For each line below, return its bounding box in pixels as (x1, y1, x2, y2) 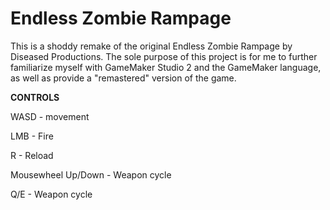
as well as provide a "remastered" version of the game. (10, 72, 237, 84)
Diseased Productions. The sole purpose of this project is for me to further (10, 50, 318, 62)
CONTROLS (10, 91, 60, 103)
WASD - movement (10, 110, 90, 122)
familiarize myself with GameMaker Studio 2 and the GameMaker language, (10, 61, 322, 73)
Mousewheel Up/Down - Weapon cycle (10, 168, 172, 181)
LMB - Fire (10, 130, 54, 142)
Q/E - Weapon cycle (10, 188, 93, 200)
